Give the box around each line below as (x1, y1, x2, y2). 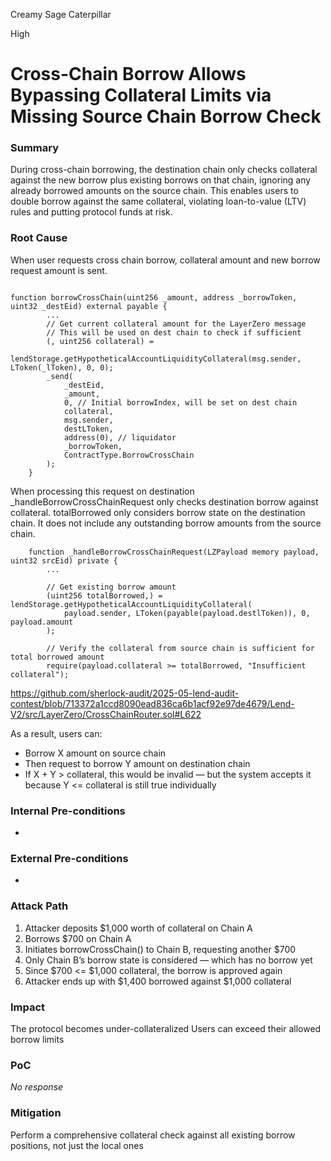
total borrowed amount (10, 652, 105, 662)
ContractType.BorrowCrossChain (63, 450, 195, 460)
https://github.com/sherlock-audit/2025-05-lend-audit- (10, 687, 240, 699)
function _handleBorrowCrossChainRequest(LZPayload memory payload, (28, 547, 320, 557)
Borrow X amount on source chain (24, 747, 167, 759)
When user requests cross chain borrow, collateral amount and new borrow (10, 254, 321, 266)
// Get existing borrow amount (46, 582, 177, 592)
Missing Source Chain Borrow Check (10, 105, 322, 128)
